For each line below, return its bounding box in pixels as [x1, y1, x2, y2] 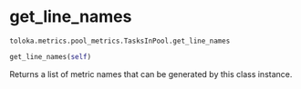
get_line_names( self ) [9, 52, 92, 61]
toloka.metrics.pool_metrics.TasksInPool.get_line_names [9, 36, 231, 45]
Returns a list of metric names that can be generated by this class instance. [9, 68, 293, 79]
